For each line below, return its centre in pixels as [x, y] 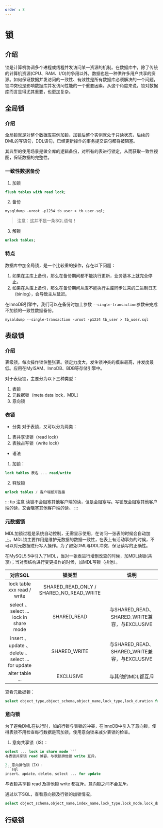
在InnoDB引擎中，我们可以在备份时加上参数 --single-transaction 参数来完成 [81, 304]
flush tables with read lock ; [36, 192]
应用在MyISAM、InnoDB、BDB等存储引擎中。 [59, 368]
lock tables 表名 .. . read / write [38, 473]
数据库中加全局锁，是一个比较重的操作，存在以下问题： [60, 265]
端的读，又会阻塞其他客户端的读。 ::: [42, 508]
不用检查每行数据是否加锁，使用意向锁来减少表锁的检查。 [75, 732]
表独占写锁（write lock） [37, 443]
